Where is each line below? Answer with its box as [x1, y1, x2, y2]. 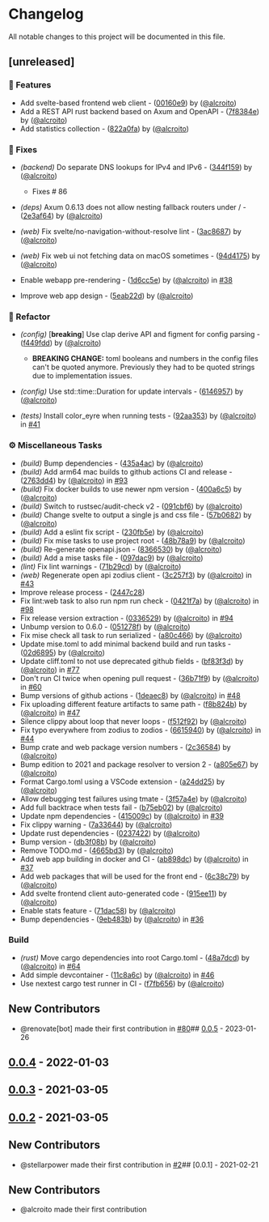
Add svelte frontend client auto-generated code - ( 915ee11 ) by [19, 888, 228, 898]
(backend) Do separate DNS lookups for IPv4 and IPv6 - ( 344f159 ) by [19, 162, 253, 172]
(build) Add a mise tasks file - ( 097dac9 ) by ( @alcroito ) [19, 552, 204, 563]
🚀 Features [8, 79, 52, 91]
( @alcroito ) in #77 [19, 665, 80, 675]
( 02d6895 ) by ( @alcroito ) [19, 647, 105, 657]
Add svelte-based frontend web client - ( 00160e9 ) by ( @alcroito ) [19, 98, 237, 108]
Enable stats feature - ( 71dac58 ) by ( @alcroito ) [19, 905, 176, 915]
